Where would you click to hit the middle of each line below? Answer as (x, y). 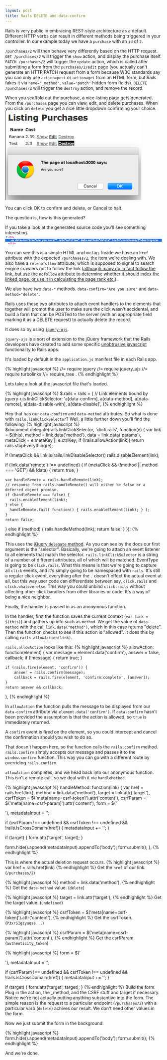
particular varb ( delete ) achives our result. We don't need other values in (80, 1008)
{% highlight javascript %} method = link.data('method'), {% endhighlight (80, 882)
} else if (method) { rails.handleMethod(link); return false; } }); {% (72, 529)
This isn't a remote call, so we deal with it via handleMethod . (66, 777)
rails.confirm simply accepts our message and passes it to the (70, 752)
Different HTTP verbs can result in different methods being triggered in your (83, 36)
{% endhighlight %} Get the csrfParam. (95, 938)
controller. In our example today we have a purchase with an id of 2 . (74, 41)
